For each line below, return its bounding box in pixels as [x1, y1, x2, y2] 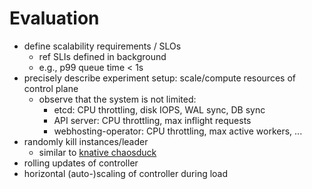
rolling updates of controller [23, 157, 139, 169]
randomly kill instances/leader [23, 135, 149, 147]
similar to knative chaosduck [38, 146, 157, 158]
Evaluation [9, 7, 100, 30]
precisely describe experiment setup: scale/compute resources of [23, 72, 296, 84]
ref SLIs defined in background [38, 50, 167, 62]
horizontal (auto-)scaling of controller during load [23, 167, 229, 179]
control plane [23, 82, 79, 94]
